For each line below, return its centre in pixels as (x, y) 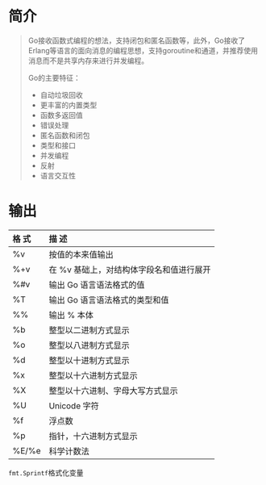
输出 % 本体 (71, 315)
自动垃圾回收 (61, 94)
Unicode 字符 (74, 406)
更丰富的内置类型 (69, 105)
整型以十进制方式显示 (89, 360)
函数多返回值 (61, 115)
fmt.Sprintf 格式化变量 (46, 472)
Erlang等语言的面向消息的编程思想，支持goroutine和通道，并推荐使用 (143, 50)
